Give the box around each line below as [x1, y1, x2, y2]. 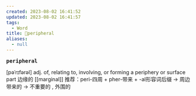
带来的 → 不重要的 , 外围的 [6, 83, 71, 90]
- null [11, 42, 28, 48]
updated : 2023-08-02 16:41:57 [6, 14, 81, 20]
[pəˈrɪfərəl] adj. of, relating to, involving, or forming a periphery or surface [6, 68, 186, 75]
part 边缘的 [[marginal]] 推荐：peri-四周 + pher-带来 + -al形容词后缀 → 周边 [6, 75, 190, 82]
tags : [6, 19, 20, 25]
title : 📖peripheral [6, 31, 55, 37]
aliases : [6, 36, 28, 42]
